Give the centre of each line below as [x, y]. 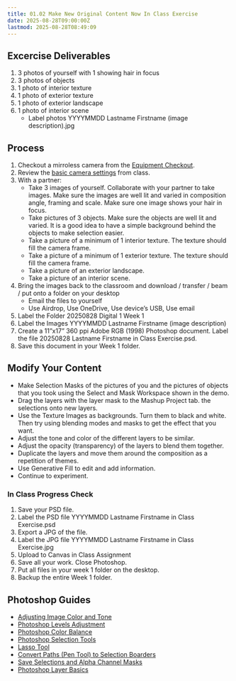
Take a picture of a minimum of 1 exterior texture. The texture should [128, 255]
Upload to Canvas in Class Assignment [74, 555]
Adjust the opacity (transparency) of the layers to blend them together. [121, 445]
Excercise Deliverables [59, 56]
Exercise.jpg [36, 548]
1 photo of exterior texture [55, 96]
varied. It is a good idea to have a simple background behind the [122, 225]
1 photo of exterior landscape [60, 103]
